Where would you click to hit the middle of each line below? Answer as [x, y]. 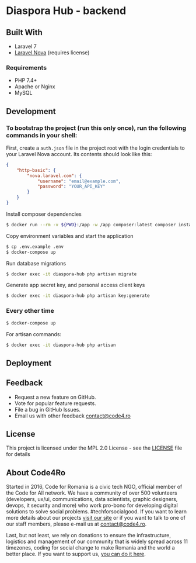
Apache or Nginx [35, 87]
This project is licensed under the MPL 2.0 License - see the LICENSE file [94, 448]
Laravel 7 [25, 46]
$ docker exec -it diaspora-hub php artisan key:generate [78, 296]
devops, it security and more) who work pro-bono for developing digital [92, 505]
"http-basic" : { [36, 170]
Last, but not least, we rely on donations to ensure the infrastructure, [88, 536]
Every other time [30, 311]
